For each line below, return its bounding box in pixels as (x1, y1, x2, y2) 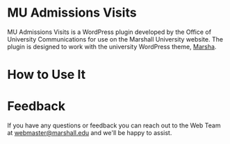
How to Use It (7, 67, 85, 82)
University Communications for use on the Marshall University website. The (7, 35, 224, 43)
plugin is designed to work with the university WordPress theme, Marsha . (7, 42, 217, 51)
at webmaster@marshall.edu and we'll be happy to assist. (7, 129, 172, 137)
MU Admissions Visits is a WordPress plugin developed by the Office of (7, 28, 212, 36)
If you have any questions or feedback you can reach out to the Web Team (7, 121, 221, 129)
